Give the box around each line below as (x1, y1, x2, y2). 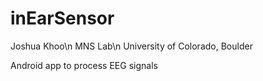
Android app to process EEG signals (10, 59, 158, 71)
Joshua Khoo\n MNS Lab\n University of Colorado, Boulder (10, 40, 253, 52)
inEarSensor (10, 7, 115, 30)
